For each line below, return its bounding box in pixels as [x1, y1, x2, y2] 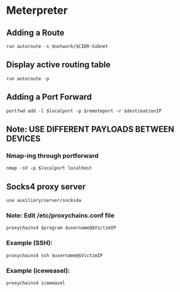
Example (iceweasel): [6, 266, 71, 275]
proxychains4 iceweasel [6, 280, 66, 286]
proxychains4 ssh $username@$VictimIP [6, 252, 103, 258]
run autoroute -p [6, 76, 50, 82]
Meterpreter [6, 4, 68, 17]
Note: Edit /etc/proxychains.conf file [6, 211, 115, 220]
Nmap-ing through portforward [6, 151, 99, 160]
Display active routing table [6, 59, 111, 70]
